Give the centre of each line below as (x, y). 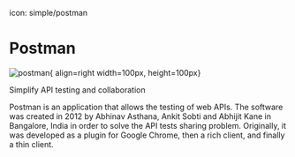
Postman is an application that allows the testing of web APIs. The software (146, 107)
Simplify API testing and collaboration (77, 90)
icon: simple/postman (49, 13)
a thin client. (32, 144)
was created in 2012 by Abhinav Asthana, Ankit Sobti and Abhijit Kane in (140, 116)
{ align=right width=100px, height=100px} (125, 72)
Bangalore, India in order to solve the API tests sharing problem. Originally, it (148, 125)
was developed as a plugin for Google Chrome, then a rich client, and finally (147, 135)
